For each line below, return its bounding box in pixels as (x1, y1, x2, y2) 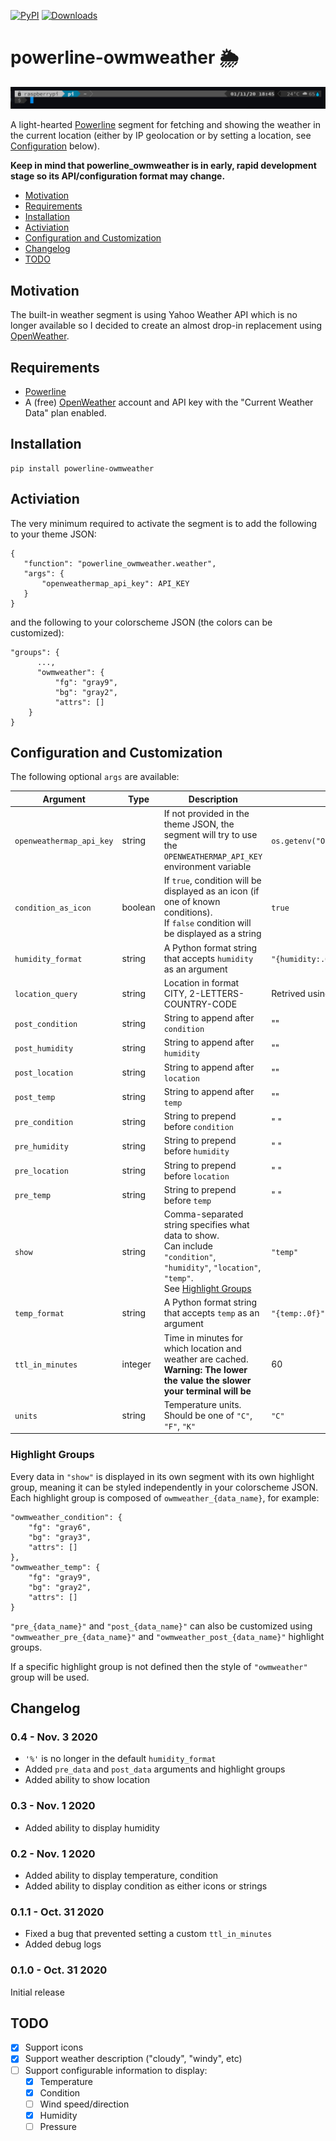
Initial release (10, 1986, 65, 1998)
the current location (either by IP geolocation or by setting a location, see (10, 130, 312, 142)
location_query (14, 989, 78, 999)
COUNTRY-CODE (163, 998, 238, 1010)
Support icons (24, 2041, 84, 2054)
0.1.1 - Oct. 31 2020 (10, 1905, 105, 1919)
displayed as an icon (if (163, 885, 260, 897)
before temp (163, 1194, 212, 1206)
